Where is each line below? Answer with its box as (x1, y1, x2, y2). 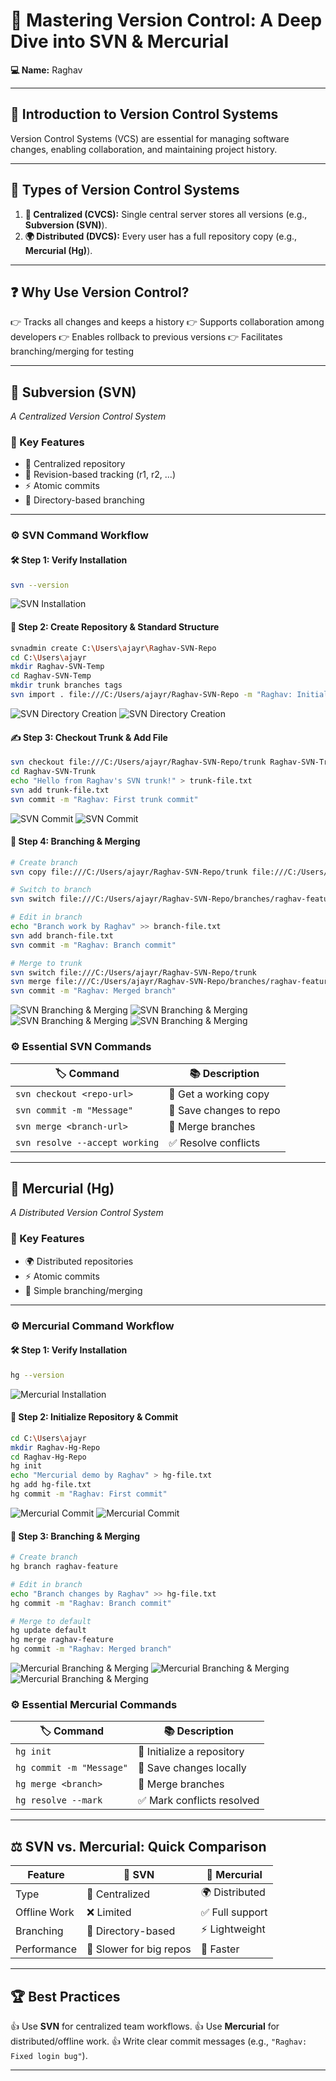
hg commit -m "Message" (15, 1762, 129, 1774)
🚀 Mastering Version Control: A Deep (10, 9, 323, 32)
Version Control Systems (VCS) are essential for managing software (10, 132, 290, 144)
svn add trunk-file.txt (10, 785, 110, 795)
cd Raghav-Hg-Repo (10, 1452, 87, 1462)
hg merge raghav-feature (10, 1635, 114, 1645)
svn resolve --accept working (15, 1137, 160, 1148)
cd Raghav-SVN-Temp (10, 671, 92, 681)
